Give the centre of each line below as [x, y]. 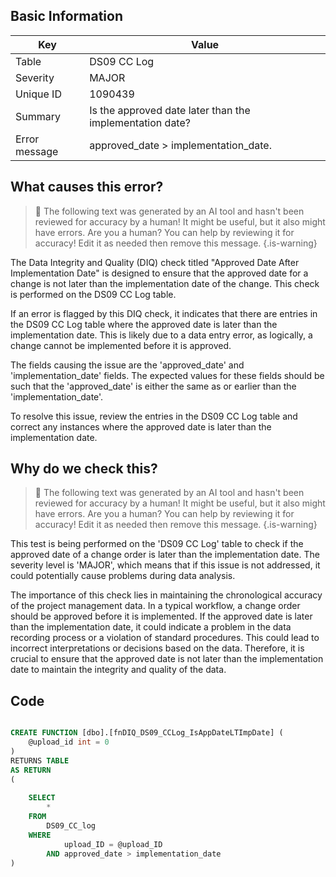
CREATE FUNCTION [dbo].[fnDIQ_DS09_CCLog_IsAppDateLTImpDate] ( [147, 733]
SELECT [42, 798]
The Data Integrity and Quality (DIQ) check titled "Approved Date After [155, 262]
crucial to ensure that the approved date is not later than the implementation [167, 659]
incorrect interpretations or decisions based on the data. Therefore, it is [157, 648]
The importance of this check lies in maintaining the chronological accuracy [166, 595]
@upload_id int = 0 [69, 742]
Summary [38, 116]
